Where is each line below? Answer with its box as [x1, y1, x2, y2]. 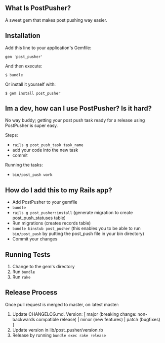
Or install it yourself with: [5, 81, 56, 87]
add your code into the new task [12, 147, 78, 153]
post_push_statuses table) [12, 215, 66, 221]
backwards [12, 316, 36, 322]
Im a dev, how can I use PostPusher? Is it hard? [5, 104, 152, 113]
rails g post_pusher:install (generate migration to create [12, 210, 133, 216]
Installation [5, 32, 41, 40]
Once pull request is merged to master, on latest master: [5, 301, 120, 307]
